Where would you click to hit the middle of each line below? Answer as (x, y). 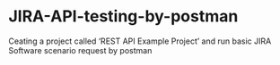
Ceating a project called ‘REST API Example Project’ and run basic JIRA (140, 41)
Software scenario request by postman (80, 50)
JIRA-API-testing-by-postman (123, 16)
